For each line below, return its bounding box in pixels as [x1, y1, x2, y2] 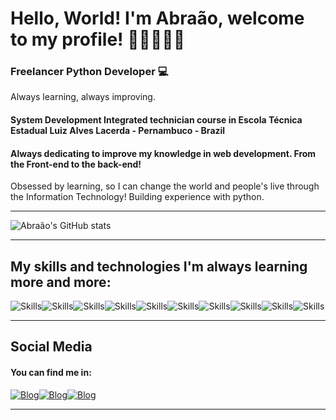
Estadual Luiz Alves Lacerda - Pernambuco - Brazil [10, 125, 226, 137]
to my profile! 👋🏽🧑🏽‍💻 [10, 28, 186, 51]
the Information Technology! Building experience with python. [10, 191, 265, 203]
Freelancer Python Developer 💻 [10, 65, 169, 79]
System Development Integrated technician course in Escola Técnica [10, 114, 303, 126]
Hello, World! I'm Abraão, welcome [10, 7, 305, 30]
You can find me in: [10, 367, 92, 379]
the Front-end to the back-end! [10, 158, 142, 170]
